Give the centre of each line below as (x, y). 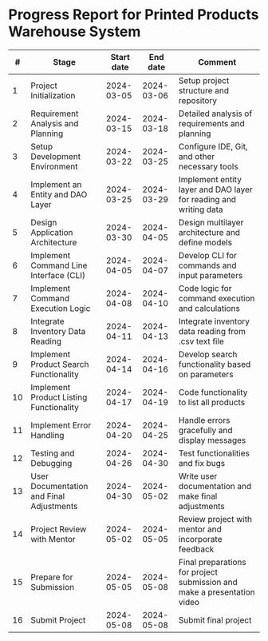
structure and (204, 90)
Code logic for (205, 288)
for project (198, 571)
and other (197, 156)
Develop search (208, 354)
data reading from (212, 331)
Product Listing (59, 397)
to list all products (212, 402)
